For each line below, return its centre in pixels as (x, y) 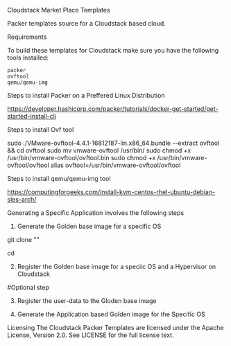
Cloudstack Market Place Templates (59, 10)
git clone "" (23, 240)
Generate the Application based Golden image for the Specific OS (111, 314)
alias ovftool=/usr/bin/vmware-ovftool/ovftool (116, 165)
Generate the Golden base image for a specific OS (89, 226)
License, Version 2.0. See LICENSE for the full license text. (91, 335)
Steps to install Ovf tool (41, 130)
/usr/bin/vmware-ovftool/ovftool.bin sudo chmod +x (82, 158)
